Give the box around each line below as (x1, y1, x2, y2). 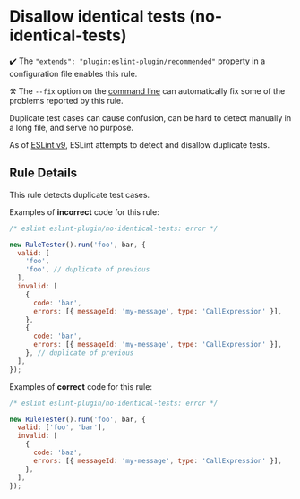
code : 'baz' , (32, 448, 82, 457)
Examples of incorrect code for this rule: (9, 206, 159, 217)
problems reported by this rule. (9, 95, 124, 106)
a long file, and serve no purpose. (9, 122, 134, 133)
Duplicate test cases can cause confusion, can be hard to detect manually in (9, 112, 292, 123)
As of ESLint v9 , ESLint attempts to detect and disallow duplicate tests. (9, 139, 270, 150)
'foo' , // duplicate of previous (25, 265, 150, 274)
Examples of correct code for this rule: (9, 381, 152, 391)
